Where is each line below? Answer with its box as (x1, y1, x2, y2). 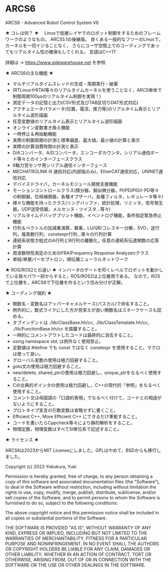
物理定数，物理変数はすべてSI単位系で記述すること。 (12, 426, 122, 432)
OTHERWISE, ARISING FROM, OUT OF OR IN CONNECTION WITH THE (5, 556, 151, 562)
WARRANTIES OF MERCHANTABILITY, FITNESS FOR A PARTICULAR (5, 535, 147, 541)
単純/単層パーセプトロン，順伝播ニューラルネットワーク (12, 256, 129, 262)
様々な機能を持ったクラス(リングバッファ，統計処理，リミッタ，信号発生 (12, 200, 163, 206)
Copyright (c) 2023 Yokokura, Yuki (5, 463, 77, 469)
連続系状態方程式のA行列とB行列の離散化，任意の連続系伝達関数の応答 (12, 237, 159, 243)
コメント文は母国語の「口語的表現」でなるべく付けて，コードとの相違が (12, 395, 162, 401)
